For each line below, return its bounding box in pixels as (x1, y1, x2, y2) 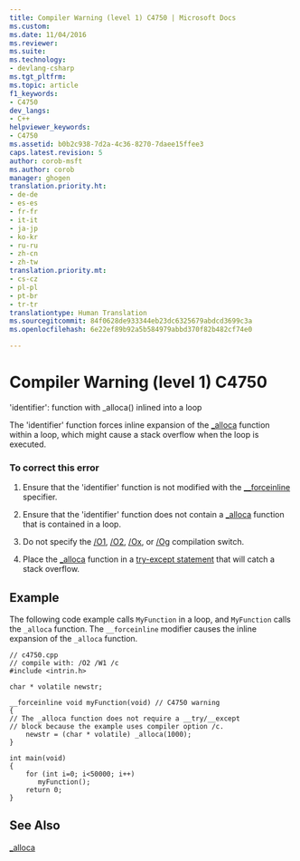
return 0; (25, 786, 63, 795)
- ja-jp (9, 224, 39, 233)
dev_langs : (9, 106, 51, 115)
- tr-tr (9, 300, 39, 309)
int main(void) (9, 754, 67, 763)
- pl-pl (9, 283, 39, 292)
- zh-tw (9, 257, 39, 267)
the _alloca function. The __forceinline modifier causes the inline (9, 624, 258, 634)
